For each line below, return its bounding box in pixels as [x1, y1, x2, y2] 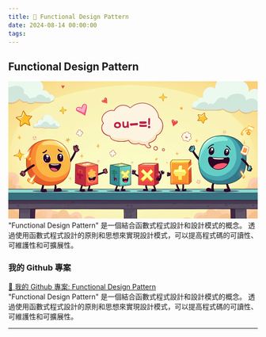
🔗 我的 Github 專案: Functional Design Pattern [8, 281, 157, 291]
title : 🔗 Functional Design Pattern [8, 13, 129, 21]
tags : [8, 29, 26, 37]
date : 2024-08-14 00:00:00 [8, 21, 97, 29]
